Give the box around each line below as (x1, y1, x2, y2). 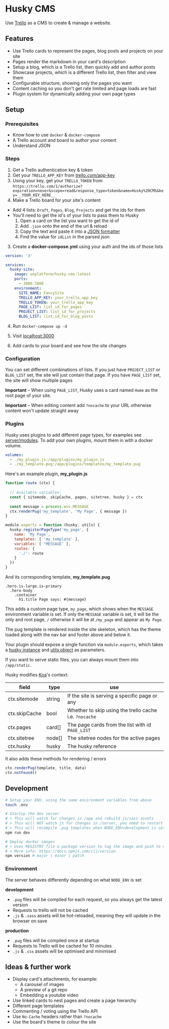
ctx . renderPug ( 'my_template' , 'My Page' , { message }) (10, 508, 127, 514)
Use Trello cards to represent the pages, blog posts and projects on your (12, 47, 163, 54)
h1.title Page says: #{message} (18, 597, 87, 602)
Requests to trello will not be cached (12, 907, 89, 913)
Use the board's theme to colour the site (12, 1019, 97, 1025)
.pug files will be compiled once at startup (12, 937, 100, 943)
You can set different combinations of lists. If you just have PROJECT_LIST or (5, 367, 160, 373)
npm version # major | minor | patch (5, 853, 84, 858)
